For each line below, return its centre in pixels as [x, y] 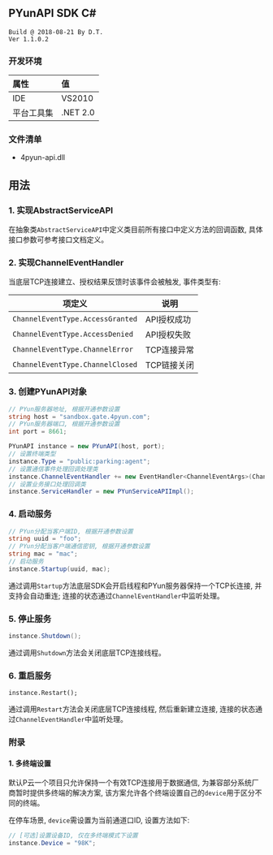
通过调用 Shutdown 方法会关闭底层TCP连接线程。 [87, 653]
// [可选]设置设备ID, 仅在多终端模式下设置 [73, 836]
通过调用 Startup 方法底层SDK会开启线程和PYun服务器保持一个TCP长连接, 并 [135, 585]
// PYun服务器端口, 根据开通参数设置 [64, 424]
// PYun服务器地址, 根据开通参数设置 [64, 409]
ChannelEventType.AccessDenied [73, 335]
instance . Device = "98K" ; [52, 844]
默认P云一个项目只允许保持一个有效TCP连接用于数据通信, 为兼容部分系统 [130, 783]
